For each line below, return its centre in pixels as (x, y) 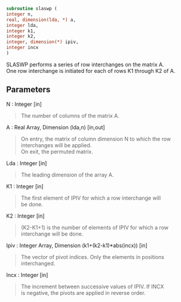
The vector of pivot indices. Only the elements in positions (92, 257)
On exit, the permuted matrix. (57, 151)
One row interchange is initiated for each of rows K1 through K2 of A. (91, 71)
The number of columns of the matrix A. (70, 115)
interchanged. (38, 263)
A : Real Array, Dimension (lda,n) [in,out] (56, 127)
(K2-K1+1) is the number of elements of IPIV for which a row (95, 227)
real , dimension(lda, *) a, (41, 20)
